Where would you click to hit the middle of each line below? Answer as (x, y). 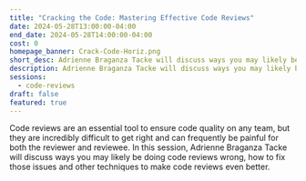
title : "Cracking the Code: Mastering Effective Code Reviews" (132, 18)
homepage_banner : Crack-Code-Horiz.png (85, 52)
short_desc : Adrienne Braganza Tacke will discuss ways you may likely (148, 60)
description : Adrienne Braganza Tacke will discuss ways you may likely (150, 69)
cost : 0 (24, 43)
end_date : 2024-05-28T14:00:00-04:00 (81, 35)
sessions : (28, 77)
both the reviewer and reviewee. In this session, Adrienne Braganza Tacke (148, 147)
